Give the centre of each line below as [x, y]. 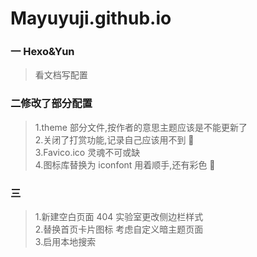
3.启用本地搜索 [65, 242]
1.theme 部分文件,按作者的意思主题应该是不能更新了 [141, 127]
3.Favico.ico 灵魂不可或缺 [87, 152]
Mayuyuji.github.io [91, 18]
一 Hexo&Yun [42, 52]
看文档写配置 [61, 75]
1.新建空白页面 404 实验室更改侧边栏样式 [119, 217]
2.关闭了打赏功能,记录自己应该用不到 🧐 [114, 139]
